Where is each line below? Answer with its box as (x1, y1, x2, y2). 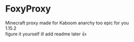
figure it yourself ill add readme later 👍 (5, 31, 87, 37)
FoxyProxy (5, 3, 51, 15)
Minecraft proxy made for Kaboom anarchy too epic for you (5, 20, 129, 26)
